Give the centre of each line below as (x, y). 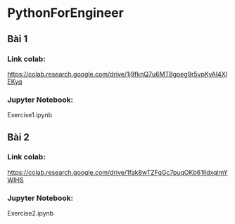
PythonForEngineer (66, 13)
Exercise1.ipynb (30, 115)
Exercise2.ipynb (31, 213)
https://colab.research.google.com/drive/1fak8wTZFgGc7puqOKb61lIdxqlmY (118, 172)
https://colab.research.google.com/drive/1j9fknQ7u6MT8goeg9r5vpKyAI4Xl (117, 74)
